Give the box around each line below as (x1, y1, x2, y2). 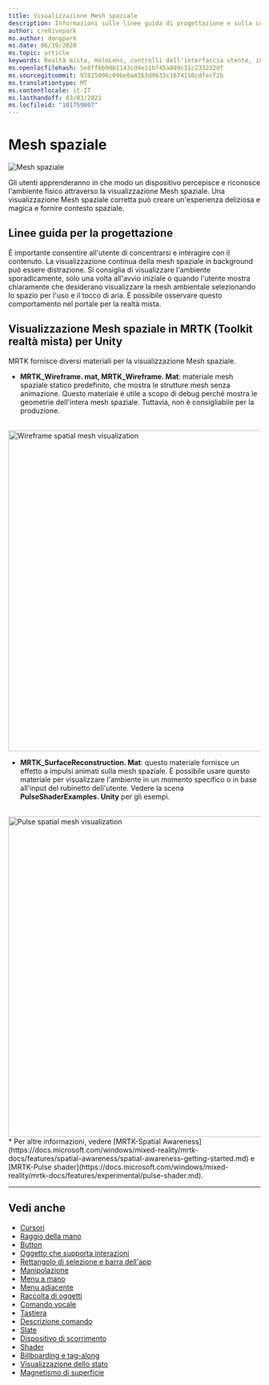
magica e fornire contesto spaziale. (8, 204, 125, 213)
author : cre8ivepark (8, 26, 78, 34)
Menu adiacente (19, 1282, 74, 1292)
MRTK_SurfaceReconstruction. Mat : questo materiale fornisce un (19, 757, 239, 767)
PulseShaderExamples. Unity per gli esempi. (19, 792, 171, 801)
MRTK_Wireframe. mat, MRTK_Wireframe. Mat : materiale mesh (19, 371, 234, 381)
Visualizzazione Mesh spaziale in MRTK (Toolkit (8, 322, 254, 336)
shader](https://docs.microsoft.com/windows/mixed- (53, 1162, 229, 1172)
